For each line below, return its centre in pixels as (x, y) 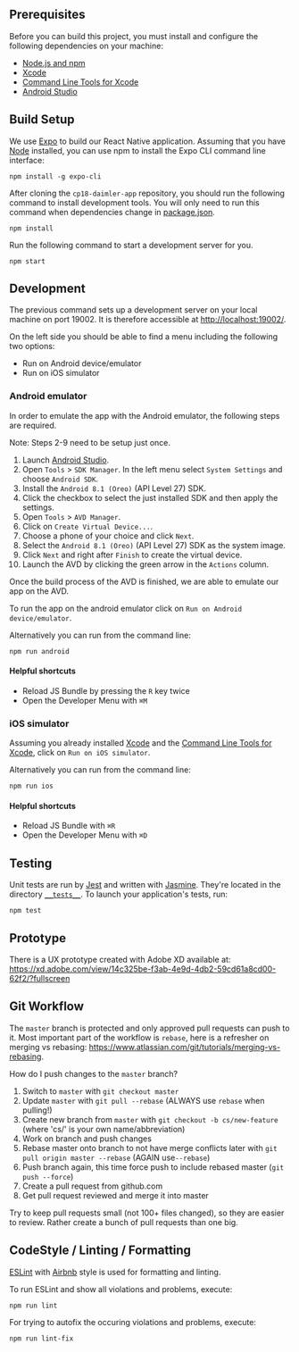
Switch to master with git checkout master (100, 1091)
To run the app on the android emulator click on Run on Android (126, 608)
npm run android (39, 651)
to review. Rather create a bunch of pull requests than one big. (124, 1222)
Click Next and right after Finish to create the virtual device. (132, 555)
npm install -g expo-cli (55, 176)
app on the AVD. (39, 591)
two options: (32, 346)
